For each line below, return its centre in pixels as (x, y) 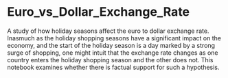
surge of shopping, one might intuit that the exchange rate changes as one (113, 53)
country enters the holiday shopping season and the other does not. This (110, 60)
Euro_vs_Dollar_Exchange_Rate (99, 12)
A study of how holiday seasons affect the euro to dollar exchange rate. (108, 31)
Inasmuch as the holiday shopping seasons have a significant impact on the (114, 38)
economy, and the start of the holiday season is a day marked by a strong (111, 45)
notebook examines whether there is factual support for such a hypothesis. (113, 67)
